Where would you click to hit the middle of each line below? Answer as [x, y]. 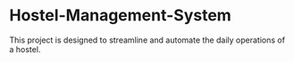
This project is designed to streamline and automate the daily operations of [147, 40]
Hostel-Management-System [121, 15]
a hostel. [25, 49]
